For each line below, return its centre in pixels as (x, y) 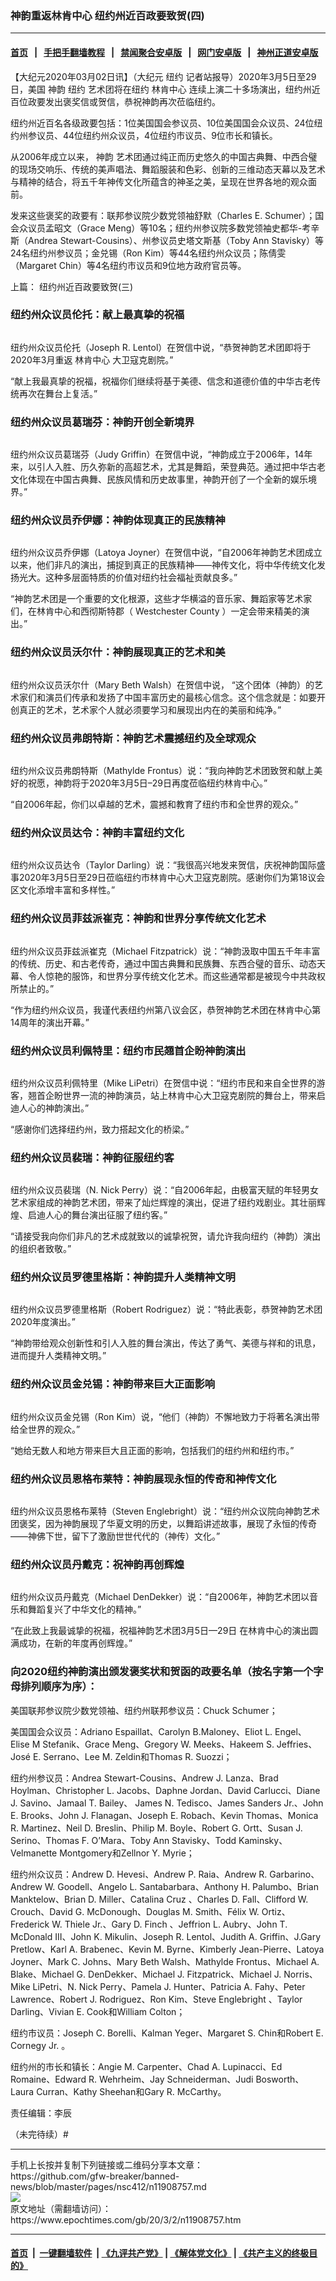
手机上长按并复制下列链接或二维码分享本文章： (106, 2164)
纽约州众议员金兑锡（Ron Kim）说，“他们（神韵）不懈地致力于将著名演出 (161, 1416)
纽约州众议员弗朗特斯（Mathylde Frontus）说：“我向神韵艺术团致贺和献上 (162, 770)
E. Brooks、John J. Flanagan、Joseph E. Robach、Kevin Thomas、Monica (164, 1815)
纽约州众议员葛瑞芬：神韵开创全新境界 (102, 422)
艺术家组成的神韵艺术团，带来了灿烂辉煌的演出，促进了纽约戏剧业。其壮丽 (163, 1203)
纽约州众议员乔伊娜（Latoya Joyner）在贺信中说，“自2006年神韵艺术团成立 (166, 553)
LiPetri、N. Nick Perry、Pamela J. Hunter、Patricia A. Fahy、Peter (169, 1986)
